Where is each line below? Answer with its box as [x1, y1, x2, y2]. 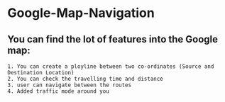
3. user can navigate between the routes [7, 81, 132, 89]
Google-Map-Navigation [7, 5, 155, 21]
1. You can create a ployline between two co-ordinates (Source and [7, 63, 214, 70]
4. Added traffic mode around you [7, 88, 110, 95]
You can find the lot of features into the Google [7, 33, 219, 45]
